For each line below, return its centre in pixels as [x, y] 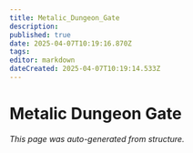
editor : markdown [42, 60]
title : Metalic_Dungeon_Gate [65, 18]
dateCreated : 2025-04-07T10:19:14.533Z [85, 69]
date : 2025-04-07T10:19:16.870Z [71, 43]
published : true [40, 35]
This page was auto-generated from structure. [97, 138]
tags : [20, 52]
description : [34, 26]
